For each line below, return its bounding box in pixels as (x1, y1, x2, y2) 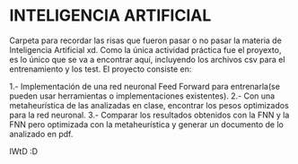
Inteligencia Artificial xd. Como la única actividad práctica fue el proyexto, (9, 44, 282, 55)
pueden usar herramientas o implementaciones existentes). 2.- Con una (9, 91, 276, 101)
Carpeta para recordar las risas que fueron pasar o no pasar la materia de (9, 35, 283, 46)
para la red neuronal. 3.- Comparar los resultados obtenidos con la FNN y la (9, 109, 290, 120)
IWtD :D (9, 145, 39, 157)
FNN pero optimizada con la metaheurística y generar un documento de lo (9, 118, 285, 130)
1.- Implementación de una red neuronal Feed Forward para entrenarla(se (9, 81, 281, 91)
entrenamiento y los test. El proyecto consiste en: (9, 64, 192, 74)
